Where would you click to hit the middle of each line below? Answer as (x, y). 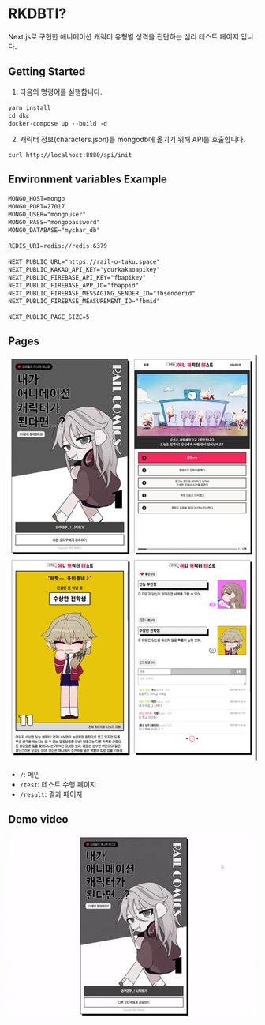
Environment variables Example (88, 180)
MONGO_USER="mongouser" (47, 214)
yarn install (30, 107)
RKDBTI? (37, 14)
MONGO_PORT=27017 (37, 206)
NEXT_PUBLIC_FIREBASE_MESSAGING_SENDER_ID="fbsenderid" (102, 293)
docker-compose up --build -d (58, 123)
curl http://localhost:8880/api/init (70, 155)
